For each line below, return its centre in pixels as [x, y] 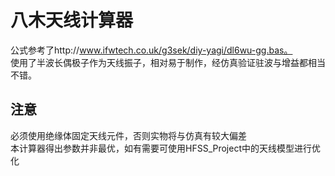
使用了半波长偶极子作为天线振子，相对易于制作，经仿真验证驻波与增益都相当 [168, 62]
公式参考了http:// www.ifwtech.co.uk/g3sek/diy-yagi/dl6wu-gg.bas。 [151, 50]
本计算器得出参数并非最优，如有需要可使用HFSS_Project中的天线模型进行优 [165, 148]
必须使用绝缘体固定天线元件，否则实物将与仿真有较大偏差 [128, 135]
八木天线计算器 [72, 20]
